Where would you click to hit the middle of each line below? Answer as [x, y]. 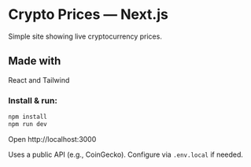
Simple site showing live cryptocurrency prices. [85, 36]
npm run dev [28, 124]
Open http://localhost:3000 [52, 139]
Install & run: [33, 100]
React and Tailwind [39, 80]
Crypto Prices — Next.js [89, 15]
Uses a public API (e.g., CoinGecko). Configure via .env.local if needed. [126, 154]
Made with [35, 61]
